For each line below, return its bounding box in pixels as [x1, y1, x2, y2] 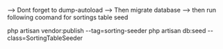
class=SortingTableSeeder [7, 34, 83, 42]
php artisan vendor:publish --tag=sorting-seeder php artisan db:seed [7, 27, 206, 35]
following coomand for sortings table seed [7, 13, 129, 21]
